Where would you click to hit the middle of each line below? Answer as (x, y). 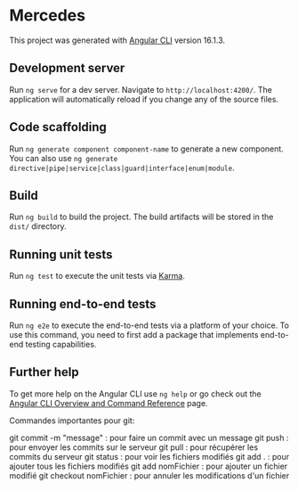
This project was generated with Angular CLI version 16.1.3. (117, 40)
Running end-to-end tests (83, 304)
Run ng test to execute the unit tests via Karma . (97, 276)
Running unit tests (61, 254)
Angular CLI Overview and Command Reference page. (109, 403)
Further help (44, 372)
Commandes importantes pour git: (72, 421)
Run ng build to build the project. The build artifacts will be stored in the (141, 217)
